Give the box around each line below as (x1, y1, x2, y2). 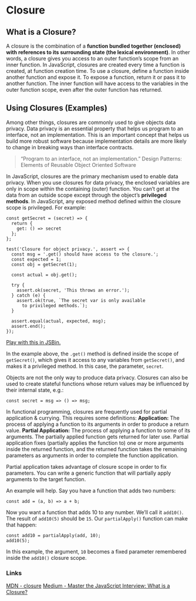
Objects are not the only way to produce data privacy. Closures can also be (6, 374, 188, 381)
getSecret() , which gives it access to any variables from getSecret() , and (6, 356, 185, 363)
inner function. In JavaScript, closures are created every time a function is (6, 61, 185, 68)
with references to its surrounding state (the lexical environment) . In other (6, 49, 190, 56)
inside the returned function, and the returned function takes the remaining (6, 445, 187, 452)
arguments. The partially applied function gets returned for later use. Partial (6, 433, 189, 440)
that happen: (6, 521, 37, 528)
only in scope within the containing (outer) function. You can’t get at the (6, 185, 180, 192)
